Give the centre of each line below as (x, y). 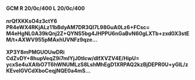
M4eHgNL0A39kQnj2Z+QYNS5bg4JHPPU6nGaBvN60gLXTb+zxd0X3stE (98, 34)
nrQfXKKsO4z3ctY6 (32, 21)
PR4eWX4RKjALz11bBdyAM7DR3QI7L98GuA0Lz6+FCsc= (78, 27)
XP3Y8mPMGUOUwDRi (35, 52)
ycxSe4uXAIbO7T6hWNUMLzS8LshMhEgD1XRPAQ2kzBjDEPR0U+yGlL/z (97, 65)
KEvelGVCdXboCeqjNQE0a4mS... (48, 71)
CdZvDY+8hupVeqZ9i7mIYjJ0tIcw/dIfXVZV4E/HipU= (73, 58)
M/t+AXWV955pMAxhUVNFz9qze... (52, 40)
